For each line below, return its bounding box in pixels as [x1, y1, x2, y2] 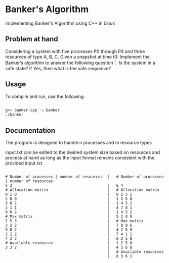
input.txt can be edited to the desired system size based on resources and [5, 149, 160, 155]
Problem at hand [5, 35, 58, 43]
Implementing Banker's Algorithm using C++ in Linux [5, 20, 115, 26]
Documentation [5, 126, 56, 135]
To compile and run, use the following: [5, 93, 85, 99]
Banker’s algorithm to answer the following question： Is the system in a [5, 60, 155, 66]
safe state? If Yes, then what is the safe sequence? [5, 65, 111, 71]
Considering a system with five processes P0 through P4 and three [5, 48, 145, 54]
